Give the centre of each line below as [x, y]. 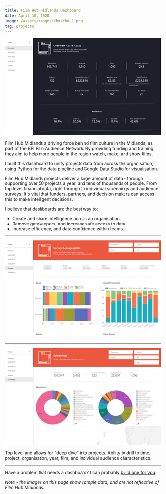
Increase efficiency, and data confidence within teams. [68, 229]
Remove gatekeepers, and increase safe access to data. [69, 224]
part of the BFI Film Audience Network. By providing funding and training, [80, 149]
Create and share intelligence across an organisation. [66, 219]
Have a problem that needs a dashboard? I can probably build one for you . [81, 473]
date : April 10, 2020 [27, 16]
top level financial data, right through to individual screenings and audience [82, 189]
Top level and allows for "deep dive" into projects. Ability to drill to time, [78, 453]
